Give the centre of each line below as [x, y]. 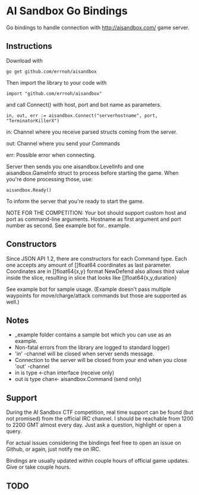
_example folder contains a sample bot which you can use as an [93, 335]
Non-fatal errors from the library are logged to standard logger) [92, 348]
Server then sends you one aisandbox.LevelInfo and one [75, 166]
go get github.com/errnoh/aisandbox [51, 72]
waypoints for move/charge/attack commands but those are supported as [97, 295]
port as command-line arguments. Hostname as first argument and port [94, 219]
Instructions [29, 46]
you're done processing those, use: [50, 179]
